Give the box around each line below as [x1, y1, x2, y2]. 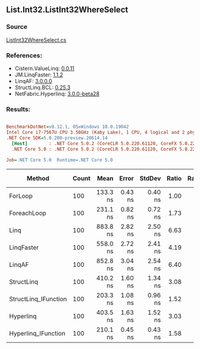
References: [6, 51, 43, 59]
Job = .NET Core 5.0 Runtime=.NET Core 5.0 [6, 157, 113, 163]
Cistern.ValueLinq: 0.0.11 [14, 65, 74, 72]
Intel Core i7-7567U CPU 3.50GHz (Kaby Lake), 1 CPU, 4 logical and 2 [6, 130, 185, 136]
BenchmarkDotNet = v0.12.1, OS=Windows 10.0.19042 [6, 124, 129, 130]
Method [26, 174, 49, 182]
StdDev [139, 174, 161, 182]
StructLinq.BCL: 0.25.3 [14, 84, 71, 91]
